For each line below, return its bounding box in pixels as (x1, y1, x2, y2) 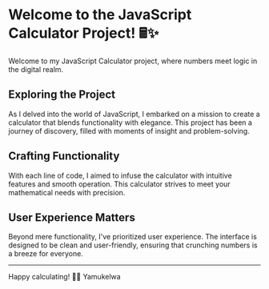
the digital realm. (8, 64, 64, 74)
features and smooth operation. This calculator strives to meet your (8, 179, 231, 189)
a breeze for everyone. (8, 249, 84, 259)
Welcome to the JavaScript (8, 6, 192, 24)
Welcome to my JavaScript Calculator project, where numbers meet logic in (8, 56, 258, 66)
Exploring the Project (8, 88, 116, 102)
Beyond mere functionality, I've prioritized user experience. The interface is (8, 232, 258, 242)
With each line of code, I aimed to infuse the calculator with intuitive (8, 171, 232, 180)
